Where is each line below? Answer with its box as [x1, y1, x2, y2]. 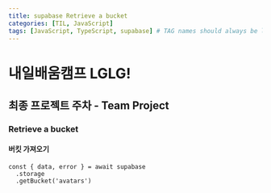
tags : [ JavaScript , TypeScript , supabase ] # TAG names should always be [8, 27, 258, 35]
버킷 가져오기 [8, 145, 50, 154]
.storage [15, 170, 45, 178]
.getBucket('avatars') [15, 177, 92, 186]
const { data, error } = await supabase [8, 163, 147, 171]
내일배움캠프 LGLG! [8, 64, 131, 82]
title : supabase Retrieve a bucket [8, 11, 128, 20]
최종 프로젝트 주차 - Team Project [8, 99, 169, 112]
